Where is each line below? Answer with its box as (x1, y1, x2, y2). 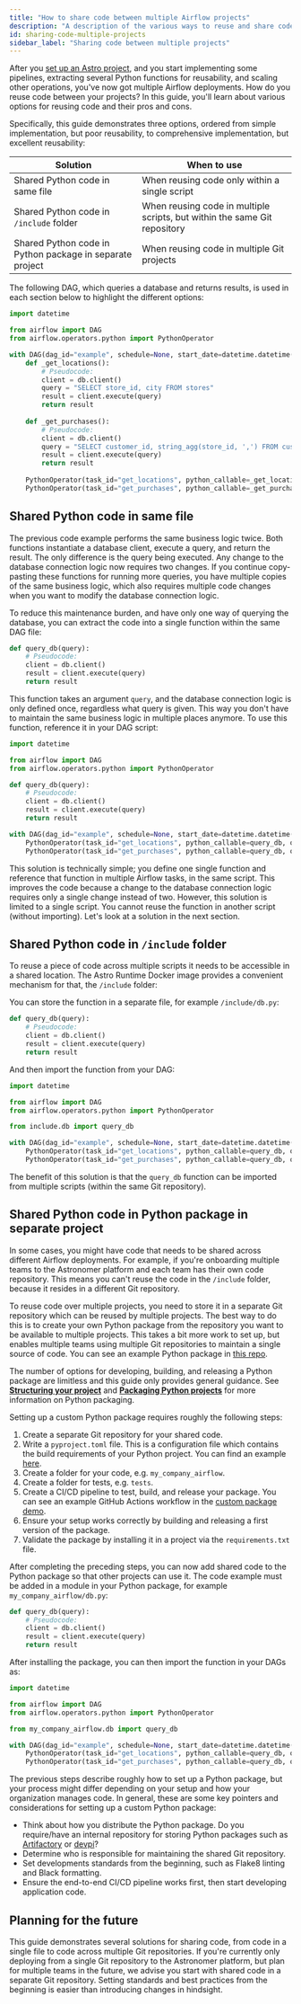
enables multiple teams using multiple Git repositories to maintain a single (9, 1338, 281, 1349)
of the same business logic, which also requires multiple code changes (9, 581, 271, 591)
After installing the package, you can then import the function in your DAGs (9, 1657, 287, 1668)
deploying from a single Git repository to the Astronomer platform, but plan (9, 1955, 285, 1966)
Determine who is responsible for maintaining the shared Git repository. (21, 1849, 287, 1859)
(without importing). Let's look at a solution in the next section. (9, 910, 240, 921)
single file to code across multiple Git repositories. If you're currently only (9, 1946, 280, 1956)
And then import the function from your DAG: (9, 1064, 176, 1075)
